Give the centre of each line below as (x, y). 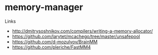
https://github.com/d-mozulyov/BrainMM (55, 41)
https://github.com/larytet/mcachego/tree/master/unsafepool (76, 36)
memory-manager (44, 7)
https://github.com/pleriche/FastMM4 (51, 47)
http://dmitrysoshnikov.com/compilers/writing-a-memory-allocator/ (82, 31)
